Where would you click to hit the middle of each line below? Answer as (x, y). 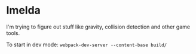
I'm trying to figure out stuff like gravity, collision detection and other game (98, 27)
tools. (13, 33)
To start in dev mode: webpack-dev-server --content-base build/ (87, 45)
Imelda (23, 10)
